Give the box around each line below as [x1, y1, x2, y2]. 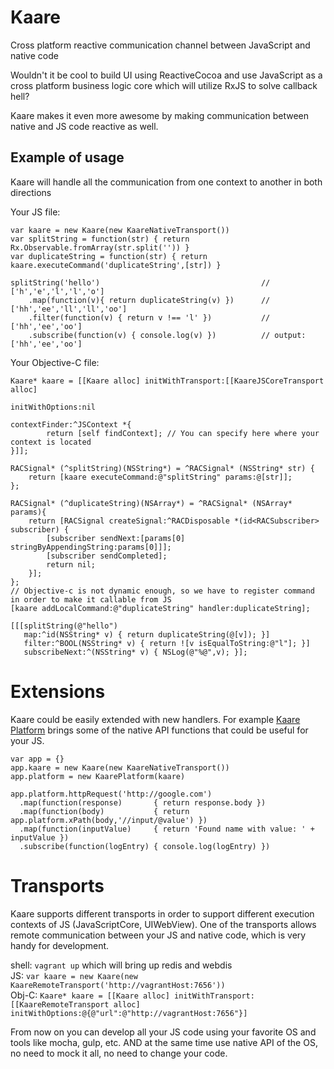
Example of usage [10, 149, 125, 166]
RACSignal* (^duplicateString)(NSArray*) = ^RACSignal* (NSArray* [10, 498, 293, 508]
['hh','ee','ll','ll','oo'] [10, 304, 128, 314]
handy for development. [10, 939, 110, 951]
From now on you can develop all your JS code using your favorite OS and [10, 1026, 317, 1038]
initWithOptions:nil [10, 402, 97, 412]
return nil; [46, 559, 97, 570]
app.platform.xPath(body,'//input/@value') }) [10, 815, 208, 825]
